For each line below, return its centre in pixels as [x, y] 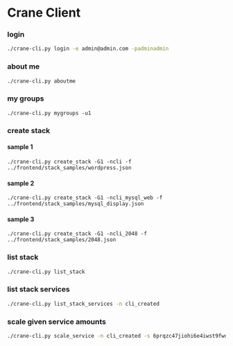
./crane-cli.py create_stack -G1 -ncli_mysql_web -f [85, 198]
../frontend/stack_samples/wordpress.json [69, 168]
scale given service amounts [57, 322]
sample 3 [21, 219]
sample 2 [21, 183]
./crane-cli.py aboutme [42, 81]
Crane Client [44, 13]
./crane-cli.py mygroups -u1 [49, 113]
